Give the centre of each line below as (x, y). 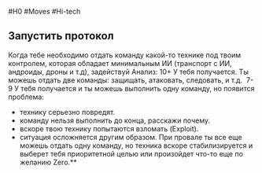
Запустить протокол (61, 36)
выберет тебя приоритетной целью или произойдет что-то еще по (131, 153)
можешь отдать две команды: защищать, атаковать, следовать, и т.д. (125, 80)
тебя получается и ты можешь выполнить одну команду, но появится (138, 88)
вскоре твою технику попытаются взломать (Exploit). (109, 128)
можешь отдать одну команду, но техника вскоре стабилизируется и (136, 145)
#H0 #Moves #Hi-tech (44, 11)
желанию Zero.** (48, 162)
